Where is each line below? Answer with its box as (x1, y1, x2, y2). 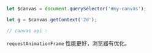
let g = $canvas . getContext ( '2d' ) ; (6, 16, 97, 23)
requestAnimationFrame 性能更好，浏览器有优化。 (6, 40, 131, 47)
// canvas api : (6, 27, 48, 34)
